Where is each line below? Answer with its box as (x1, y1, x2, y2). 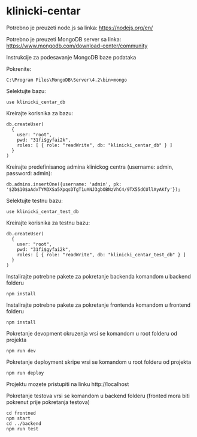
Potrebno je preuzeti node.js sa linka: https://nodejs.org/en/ (6, 24, 153, 31)
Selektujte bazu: (6, 87, 46, 94)
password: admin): (6, 169, 53, 176)
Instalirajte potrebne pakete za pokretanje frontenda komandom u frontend (6, 301, 190, 309)
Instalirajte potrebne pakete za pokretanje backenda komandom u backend (6, 273, 191, 280)
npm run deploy (6, 370, 44, 376)
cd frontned (6, 410, 36, 416)
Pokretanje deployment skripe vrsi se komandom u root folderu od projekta (6, 358, 192, 366)
